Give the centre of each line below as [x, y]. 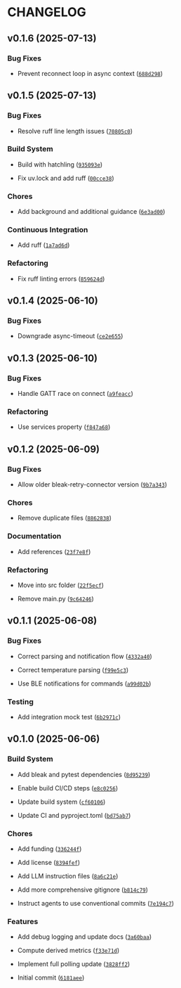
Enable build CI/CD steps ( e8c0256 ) [68, 788]
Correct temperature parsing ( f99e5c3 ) [73, 669]
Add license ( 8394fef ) [49, 862]
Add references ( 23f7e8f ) [54, 551]
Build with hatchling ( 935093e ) [60, 164]
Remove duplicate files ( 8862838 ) [65, 518]
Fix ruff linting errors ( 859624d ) [61, 278]
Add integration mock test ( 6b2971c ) [69, 717]
